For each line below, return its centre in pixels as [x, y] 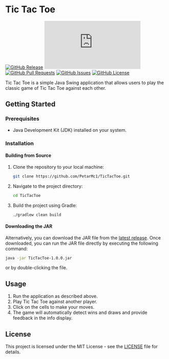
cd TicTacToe [27, 195]
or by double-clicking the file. [36, 268]
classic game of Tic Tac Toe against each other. [56, 88]
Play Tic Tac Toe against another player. [55, 302]
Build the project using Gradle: [45, 205]
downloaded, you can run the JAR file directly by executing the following [82, 243]
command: [17, 248]
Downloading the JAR [29, 226]
